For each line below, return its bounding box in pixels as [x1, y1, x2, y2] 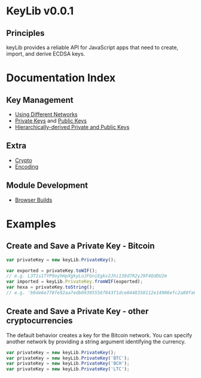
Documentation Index [6, 71, 115, 85]
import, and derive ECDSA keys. [6, 50, 86, 57]
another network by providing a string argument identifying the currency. [6, 338, 186, 345]
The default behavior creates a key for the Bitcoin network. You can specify [6, 331, 193, 339]
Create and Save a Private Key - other [6, 306, 149, 316]
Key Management [6, 94, 74, 105]
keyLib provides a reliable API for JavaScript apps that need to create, [6, 44, 178, 51]
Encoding [14, 163, 39, 170]
